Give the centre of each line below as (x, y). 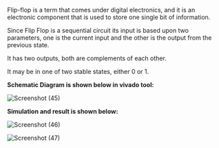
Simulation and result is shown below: (63, 111)
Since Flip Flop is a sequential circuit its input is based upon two (98, 30)
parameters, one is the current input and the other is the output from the (109, 38)
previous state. (28, 45)
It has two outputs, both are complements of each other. (87, 58)
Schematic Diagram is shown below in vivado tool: (81, 85)
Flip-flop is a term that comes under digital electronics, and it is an (101, 10)
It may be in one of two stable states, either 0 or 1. (78, 72)
